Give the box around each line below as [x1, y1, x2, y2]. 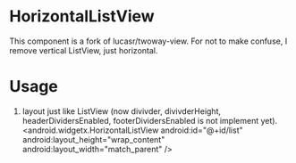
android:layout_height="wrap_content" [21, 134, 165, 144]
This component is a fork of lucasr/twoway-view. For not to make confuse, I [9, 36, 288, 46]
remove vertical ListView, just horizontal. [9, 45, 158, 55]
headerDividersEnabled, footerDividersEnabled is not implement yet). [21, 115, 278, 126]
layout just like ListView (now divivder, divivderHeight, [21, 105, 222, 117]
